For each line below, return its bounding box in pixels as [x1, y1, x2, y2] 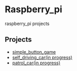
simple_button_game [12, 49, 56, 55]
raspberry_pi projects [5, 20, 49, 27]
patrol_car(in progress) [12, 60, 61, 66]
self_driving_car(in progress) [12, 54, 72, 60]
